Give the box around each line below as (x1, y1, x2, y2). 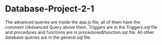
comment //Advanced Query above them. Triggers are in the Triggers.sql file (5, 24, 158, 30)
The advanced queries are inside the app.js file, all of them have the (5, 19, 140, 25)
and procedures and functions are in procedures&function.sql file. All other (5, 29, 154, 35)
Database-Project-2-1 (5, 3, 94, 14)
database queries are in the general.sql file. (5, 34, 92, 40)
